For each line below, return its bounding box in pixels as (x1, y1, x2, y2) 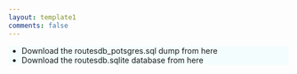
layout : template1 (8, 12, 76, 22)
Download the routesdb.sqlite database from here (20, 55, 204, 66)
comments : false (8, 21, 68, 30)
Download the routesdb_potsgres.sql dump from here (20, 46, 219, 56)
